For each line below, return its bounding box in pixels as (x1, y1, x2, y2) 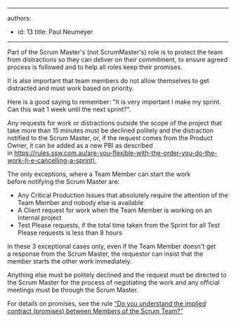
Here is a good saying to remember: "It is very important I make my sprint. (7, 98, 221, 106)
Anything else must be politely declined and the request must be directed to (7, 271, 227, 279)
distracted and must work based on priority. (7, 84, 134, 92)
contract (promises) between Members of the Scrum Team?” (7, 307, 184, 315)
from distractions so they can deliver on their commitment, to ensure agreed (7, 56, 228, 63)
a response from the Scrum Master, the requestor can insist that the (7, 249, 204, 258)
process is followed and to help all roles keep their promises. (7, 63, 183, 71)
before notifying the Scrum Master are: (7, 178, 120, 185)
